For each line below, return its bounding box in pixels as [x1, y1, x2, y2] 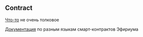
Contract [5, 4, 33, 12]
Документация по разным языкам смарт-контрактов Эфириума [5, 26, 139, 32]
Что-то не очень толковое [5, 17, 59, 22]
